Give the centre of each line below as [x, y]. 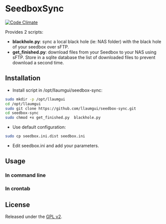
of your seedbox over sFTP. [41, 47]
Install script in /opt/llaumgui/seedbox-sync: [57, 90]
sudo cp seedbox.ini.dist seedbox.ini [45, 136]
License [18, 204]
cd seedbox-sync [22, 113]
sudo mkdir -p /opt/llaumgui [35, 99]
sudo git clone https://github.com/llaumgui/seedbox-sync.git [71, 109]
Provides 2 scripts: [24, 32]
